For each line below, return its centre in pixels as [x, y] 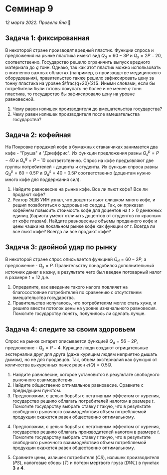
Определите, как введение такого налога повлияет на [70, 287]
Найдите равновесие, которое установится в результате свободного [86, 374]
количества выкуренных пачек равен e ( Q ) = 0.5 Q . [59, 365]
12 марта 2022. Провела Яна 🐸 [38, 22]
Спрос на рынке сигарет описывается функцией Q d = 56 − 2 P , [72, 342]
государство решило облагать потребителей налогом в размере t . [83, 401]
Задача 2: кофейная [38, 135]
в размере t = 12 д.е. [27, 278]
